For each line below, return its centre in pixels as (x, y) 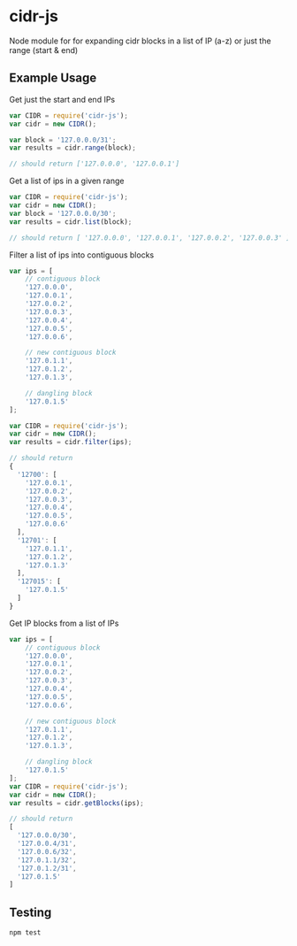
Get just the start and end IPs (62, 99)
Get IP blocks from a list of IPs (64, 623)
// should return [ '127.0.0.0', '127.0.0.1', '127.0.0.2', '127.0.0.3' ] (150, 238)
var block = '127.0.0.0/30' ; (63, 213)
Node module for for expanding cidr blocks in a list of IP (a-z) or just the (140, 41)
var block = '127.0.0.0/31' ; (63, 140)
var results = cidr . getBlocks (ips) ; (76, 803)
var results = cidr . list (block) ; (71, 222)
